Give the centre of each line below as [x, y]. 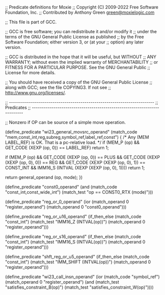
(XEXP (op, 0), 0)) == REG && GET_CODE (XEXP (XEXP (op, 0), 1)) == [75, 162]
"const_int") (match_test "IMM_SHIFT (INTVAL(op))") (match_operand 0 [78, 262]
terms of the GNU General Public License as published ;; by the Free [75, 37]
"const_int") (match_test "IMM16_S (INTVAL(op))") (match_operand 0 [75, 242]
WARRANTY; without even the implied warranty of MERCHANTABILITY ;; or [82, 62]
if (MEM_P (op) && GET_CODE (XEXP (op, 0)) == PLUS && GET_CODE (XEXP [83, 157]
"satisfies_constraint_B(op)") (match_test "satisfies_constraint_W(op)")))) [80, 287]
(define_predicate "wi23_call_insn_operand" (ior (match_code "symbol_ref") [82, 277]
